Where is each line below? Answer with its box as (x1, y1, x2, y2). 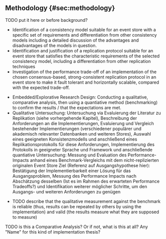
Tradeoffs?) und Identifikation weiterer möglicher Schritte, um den (12, 183, 148, 190)
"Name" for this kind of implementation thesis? (5, 229, 101, 235)
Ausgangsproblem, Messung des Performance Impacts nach (12, 173, 137, 179)
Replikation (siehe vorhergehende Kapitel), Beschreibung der (12, 115, 137, 121)
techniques (12, 63, 36, 69)
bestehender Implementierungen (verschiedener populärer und (12, 126, 142, 132)
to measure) (12, 214, 37, 220)
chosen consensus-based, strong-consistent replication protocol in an (12, 74, 157, 80)
